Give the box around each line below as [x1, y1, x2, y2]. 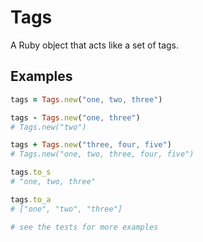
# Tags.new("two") [10, 122, 87, 132]
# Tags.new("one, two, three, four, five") [10, 149, 195, 160]
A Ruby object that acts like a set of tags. [10, 39, 180, 51]
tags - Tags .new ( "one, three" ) [10, 112, 141, 123]
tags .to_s [10, 167, 52, 178]
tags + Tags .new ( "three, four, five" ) [10, 140, 172, 150]
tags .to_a [10, 194, 52, 205]
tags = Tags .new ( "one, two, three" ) [10, 94, 163, 105]
